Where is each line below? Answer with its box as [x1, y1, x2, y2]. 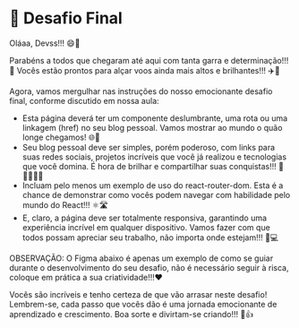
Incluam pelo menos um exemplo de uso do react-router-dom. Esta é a [21, 179, 284, 191]
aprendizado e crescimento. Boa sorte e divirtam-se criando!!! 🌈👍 [9, 308, 253, 319]
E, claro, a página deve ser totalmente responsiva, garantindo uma [21, 212, 267, 223]
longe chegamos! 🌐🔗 [21, 132, 100, 142]
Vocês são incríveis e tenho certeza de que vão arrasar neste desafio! [9, 289, 268, 299]
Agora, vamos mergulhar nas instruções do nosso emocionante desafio [9, 85, 273, 97]
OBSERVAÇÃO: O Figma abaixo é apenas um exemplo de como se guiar [9, 253, 274, 263]
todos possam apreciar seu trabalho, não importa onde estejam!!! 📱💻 [21, 232, 279, 243]
